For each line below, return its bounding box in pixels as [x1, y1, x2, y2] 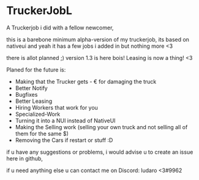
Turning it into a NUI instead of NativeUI [15, 117, 116, 124]
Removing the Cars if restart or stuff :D [15, 136, 113, 144]
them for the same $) [15, 130, 69, 137]
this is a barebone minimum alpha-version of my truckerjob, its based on [6, 36, 190, 43]
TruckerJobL [6, 4, 72, 18]
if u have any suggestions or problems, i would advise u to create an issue [6, 148, 193, 156]
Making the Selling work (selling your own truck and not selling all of [15, 123, 188, 130]
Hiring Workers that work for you [15, 103, 98, 111]
